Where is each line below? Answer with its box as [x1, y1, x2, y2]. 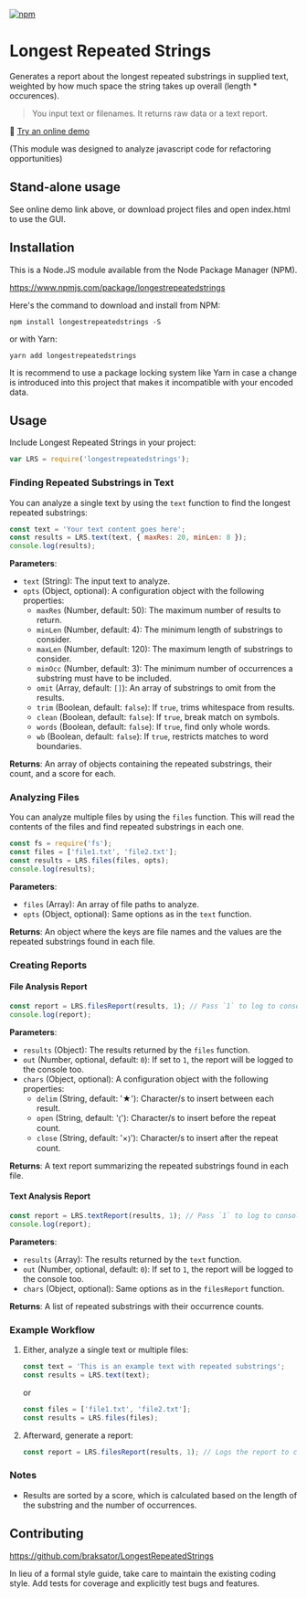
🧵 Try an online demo [9, 125, 90, 136]
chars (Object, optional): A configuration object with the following [22, 1074, 269, 1085]
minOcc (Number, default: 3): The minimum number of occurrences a [36, 663, 294, 674]
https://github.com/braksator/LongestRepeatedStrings [9, 1550, 215, 1561]
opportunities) [9, 153, 63, 164]
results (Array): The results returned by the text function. [22, 1254, 242, 1265]
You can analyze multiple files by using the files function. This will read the [9, 811, 295, 822]
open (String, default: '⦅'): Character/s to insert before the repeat [36, 1112, 277, 1123]
